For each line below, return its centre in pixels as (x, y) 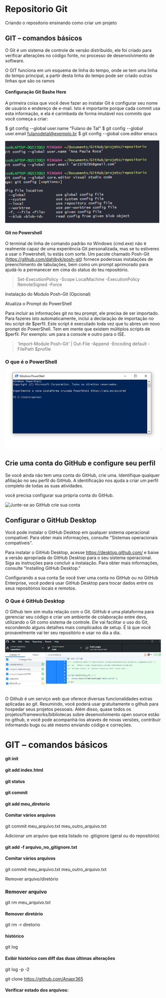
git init (12, 758)
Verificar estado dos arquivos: (37, 990)
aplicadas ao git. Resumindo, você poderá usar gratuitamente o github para (82, 704)
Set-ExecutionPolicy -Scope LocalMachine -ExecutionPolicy (78, 279)
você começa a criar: (27, 119)
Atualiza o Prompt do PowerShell (39, 304)
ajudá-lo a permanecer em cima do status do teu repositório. (67, 270)
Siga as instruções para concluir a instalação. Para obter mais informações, (82, 563)
